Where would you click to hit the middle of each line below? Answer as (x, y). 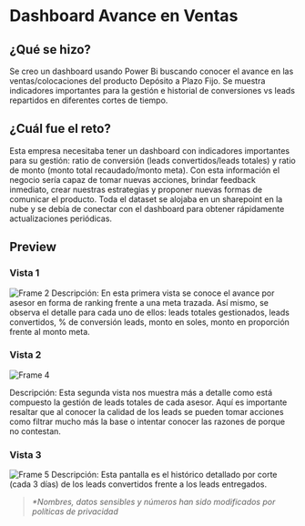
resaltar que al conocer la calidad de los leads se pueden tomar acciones (147, 411)
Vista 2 (25, 355)
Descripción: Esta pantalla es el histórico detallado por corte (164, 475)
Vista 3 (25, 454)
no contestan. (36, 431)
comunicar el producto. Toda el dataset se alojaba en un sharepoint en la (146, 199)
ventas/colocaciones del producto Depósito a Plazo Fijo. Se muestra (137, 81)
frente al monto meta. (50, 331)
